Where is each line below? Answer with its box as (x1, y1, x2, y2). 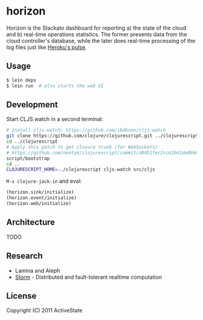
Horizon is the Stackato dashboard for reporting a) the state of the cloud (6, 24, 187, 31)
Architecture (6, 217, 56, 227)
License (6, 290, 37, 301)
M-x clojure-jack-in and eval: (6, 177, 82, 185)
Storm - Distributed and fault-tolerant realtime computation (14, 273, 163, 281)
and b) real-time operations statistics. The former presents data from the (6, 30, 187, 38)
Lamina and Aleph (14, 267, 60, 274)
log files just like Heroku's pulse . (6, 44, 87, 51)
